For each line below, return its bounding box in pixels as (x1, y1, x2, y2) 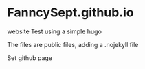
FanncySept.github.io (7, 5, 134, 20)
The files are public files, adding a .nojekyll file (7, 40, 139, 49)
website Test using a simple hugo (7, 27, 102, 36)
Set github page (7, 53, 53, 62)
